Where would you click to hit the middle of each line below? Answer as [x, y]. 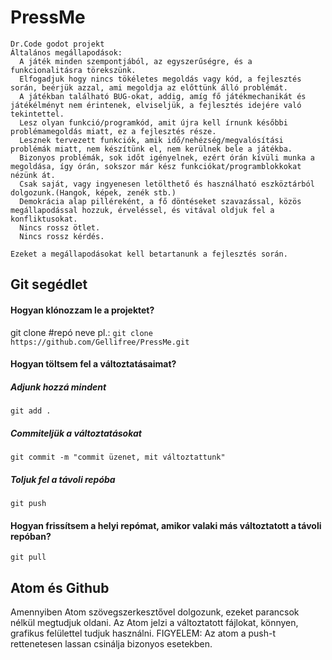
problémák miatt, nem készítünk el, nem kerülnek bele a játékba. [151, 149]
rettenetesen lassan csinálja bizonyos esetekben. [111, 644]
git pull [28, 557]
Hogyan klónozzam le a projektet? [82, 310]
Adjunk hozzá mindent [58, 387]
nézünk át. [33, 175]
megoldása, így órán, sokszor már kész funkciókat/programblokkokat [156, 166]
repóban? [31, 536]
